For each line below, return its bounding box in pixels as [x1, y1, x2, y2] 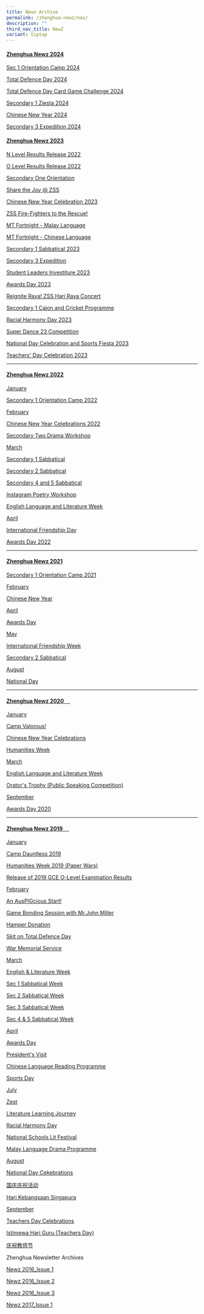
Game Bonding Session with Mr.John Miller [6, 909, 114, 917]
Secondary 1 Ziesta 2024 [6, 99, 69, 107]
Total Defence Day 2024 [6, 76, 68, 83]
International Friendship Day [6, 526, 77, 533]
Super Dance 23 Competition [6, 327, 79, 335]
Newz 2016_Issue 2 [6, 1277, 55, 1285]
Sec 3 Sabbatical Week [6, 1004, 65, 1011]
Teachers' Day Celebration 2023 [6, 351, 88, 358]
